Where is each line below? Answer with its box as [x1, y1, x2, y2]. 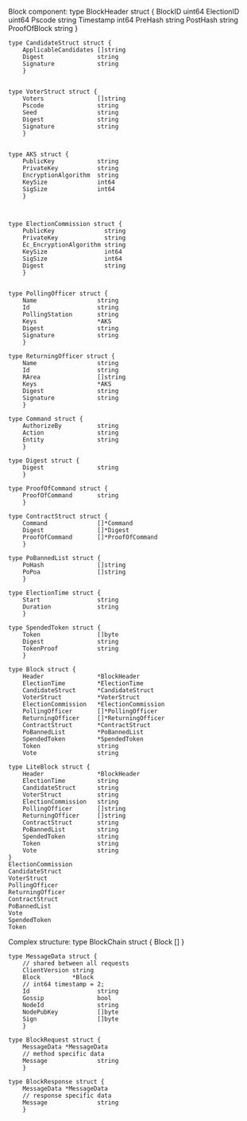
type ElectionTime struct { [8, 589, 102, 597]
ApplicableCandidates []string [22, 46, 126, 54]
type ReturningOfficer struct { [8, 352, 115, 360]
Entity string [22, 436, 119, 444]
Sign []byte [22, 1015, 119, 1023]
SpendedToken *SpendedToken [22, 735, 145, 743]
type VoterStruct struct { [8, 88, 98, 95]
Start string [22, 596, 119, 604]
